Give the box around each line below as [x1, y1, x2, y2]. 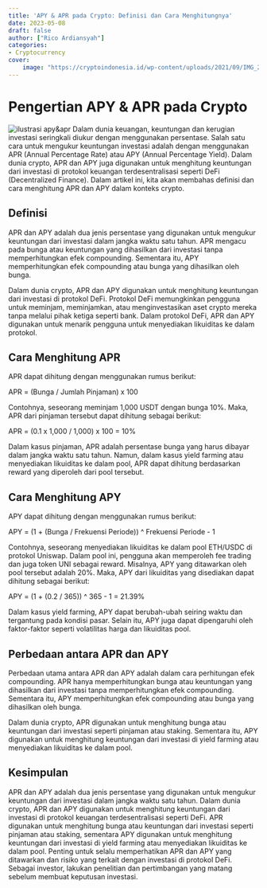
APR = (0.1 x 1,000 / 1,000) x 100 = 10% [8, 427, 137, 436]
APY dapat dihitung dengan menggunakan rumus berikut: [8, 511, 197, 522]
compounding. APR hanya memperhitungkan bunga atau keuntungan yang [8, 676, 253, 686]
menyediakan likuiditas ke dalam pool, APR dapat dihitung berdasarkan [8, 459, 241, 468]
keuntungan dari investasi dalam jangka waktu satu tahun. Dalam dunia [8, 796, 241, 805]
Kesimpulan [8, 766, 69, 780]
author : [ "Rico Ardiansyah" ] [8, 33, 105, 42]
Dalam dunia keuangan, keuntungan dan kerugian [72, 124, 235, 134]
